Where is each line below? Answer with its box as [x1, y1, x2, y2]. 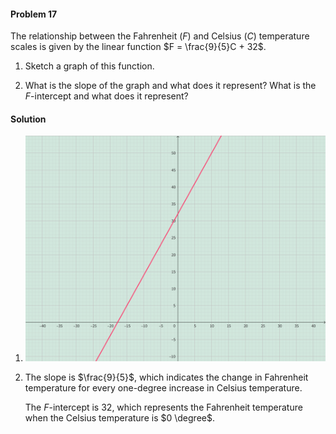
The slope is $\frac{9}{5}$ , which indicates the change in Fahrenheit [24, 371, 309, 384]
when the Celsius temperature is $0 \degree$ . [24, 412, 215, 424]
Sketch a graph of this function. [24, 60, 155, 72]
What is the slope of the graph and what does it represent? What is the [24, 80, 317, 92]
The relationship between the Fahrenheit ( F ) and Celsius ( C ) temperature [10, 30, 310, 42]
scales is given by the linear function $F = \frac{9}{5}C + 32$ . [10, 41, 267, 53]
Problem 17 [10, 8, 58, 20]
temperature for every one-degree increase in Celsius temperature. [24, 382, 303, 394]
